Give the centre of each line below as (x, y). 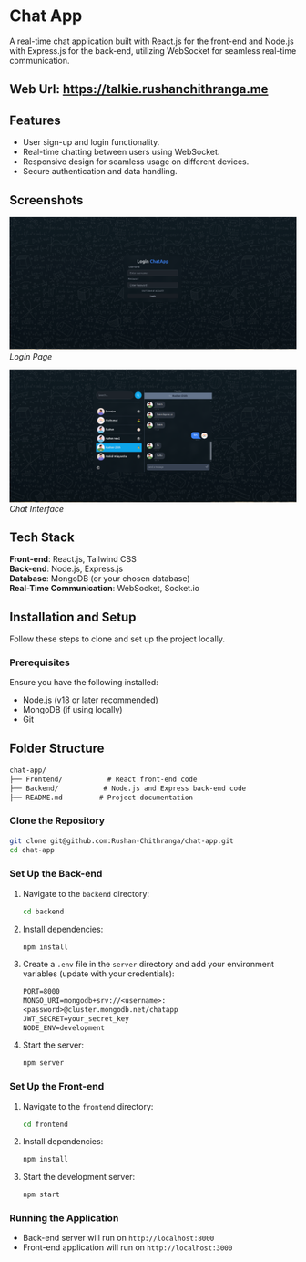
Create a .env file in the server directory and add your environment (148, 965)
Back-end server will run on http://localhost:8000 (118, 1238)
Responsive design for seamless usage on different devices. (136, 162)
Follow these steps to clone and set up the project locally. (117, 639)
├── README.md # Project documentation (102, 798)
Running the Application (64, 1218)
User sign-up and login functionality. (91, 142)
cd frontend (45, 1124)
